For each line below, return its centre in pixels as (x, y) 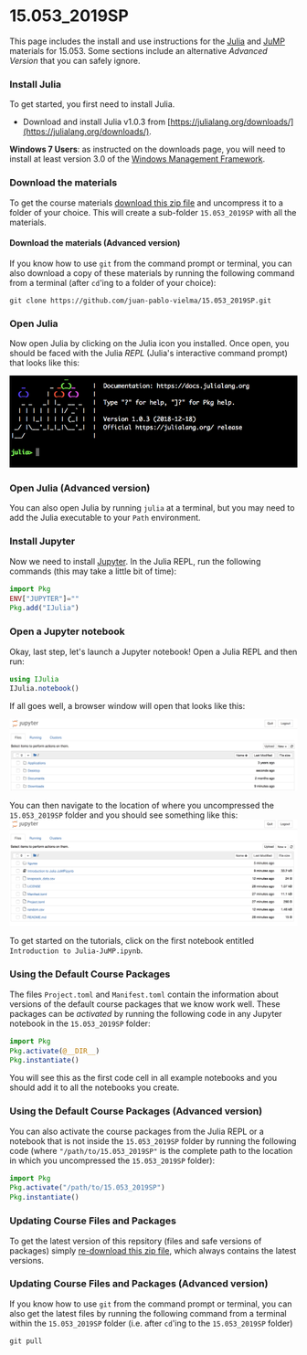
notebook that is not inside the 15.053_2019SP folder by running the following (153, 1141)
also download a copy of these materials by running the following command (152, 273)
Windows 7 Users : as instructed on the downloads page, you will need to (148, 149)
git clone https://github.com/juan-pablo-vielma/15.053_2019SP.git (141, 301)
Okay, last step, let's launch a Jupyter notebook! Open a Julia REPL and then (153, 651)
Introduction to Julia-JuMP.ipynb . (76, 950)
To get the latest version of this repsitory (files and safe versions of (136, 1241)
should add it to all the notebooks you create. (95, 1087)
